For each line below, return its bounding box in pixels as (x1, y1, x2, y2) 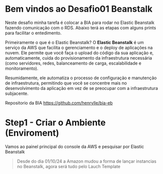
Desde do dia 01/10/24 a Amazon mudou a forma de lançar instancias (17, 158, 157, 164)
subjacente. (5, 90, 29, 96)
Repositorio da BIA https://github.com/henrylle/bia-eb (5, 100, 113, 106)
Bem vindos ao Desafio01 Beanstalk (5, 3, 153, 15)
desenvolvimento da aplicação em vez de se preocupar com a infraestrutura (5, 85, 158, 91)
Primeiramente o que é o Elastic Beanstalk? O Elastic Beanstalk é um (5, 39, 144, 45)
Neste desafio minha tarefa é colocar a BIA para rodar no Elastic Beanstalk (5, 20, 155, 25)
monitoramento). (5, 65, 38, 71)
